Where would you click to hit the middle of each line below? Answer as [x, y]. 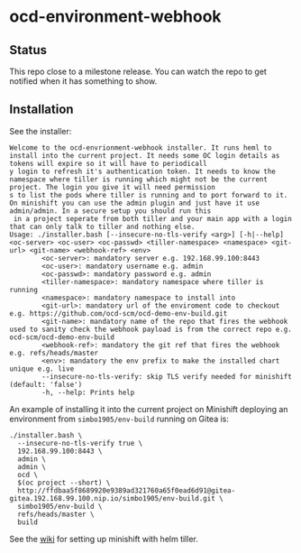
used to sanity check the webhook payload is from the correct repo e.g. [151, 329]
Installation [41, 110]
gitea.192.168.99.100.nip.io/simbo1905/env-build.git [113, 498]
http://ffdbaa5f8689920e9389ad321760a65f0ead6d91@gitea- [127, 490]
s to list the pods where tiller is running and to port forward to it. [149, 195]
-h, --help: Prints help [88, 392]
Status [28, 50]
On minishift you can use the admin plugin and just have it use [134, 203]
